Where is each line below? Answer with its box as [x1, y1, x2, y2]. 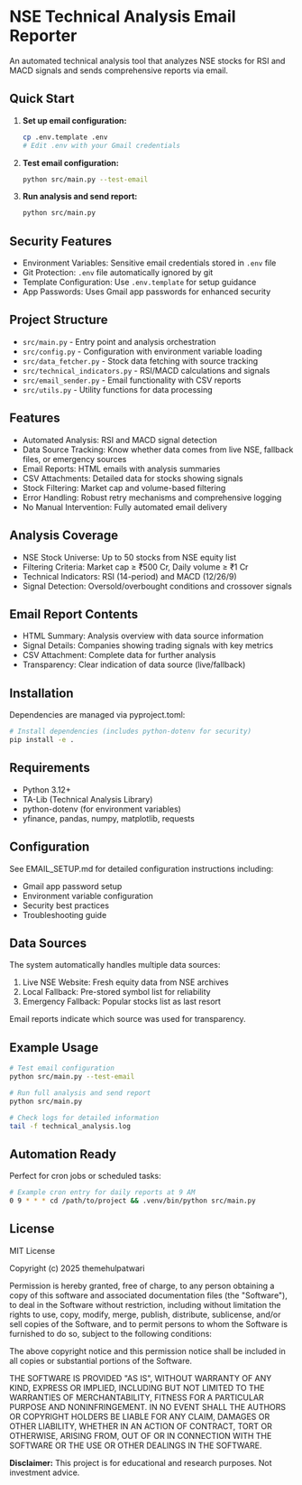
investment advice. [9, 1467, 80, 1478]
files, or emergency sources [22, 453, 127, 464]
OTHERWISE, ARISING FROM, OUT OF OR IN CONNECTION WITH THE [9, 1430, 272, 1441]
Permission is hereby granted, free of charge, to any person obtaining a [9, 1280, 275, 1291]
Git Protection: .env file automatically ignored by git [22, 267, 214, 278]
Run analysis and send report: [22, 191, 138, 202]
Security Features [9, 233, 113, 249]
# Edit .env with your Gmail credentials [22, 141, 180, 150]
